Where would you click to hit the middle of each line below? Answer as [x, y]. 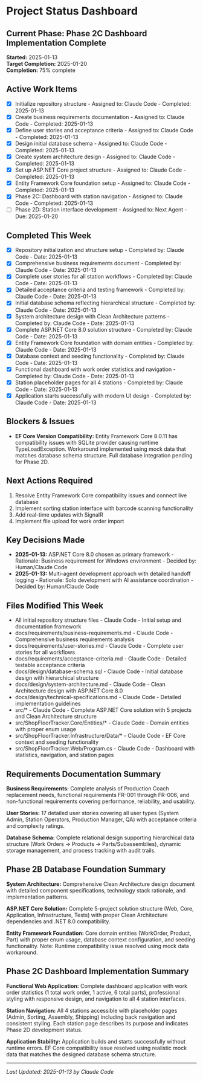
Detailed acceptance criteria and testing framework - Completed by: [100, 290]
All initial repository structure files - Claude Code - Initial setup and [98, 620]
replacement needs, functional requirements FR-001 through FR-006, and [98, 795]
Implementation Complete [56, 43]
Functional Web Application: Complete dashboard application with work [97, 986]
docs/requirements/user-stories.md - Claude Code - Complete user [99, 646]
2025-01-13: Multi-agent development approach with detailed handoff [103, 574]
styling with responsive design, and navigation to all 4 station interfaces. [96, 999]
